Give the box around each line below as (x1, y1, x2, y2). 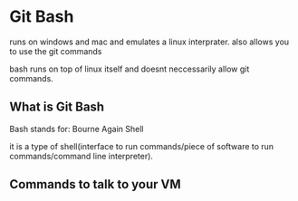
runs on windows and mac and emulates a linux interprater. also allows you (9, 36, 290, 47)
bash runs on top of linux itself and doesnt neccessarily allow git (9, 63, 250, 74)
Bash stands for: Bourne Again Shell (9, 123, 144, 134)
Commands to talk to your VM (9, 177, 181, 192)
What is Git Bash (9, 100, 105, 115)
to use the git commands (9, 45, 102, 56)
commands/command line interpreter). (9, 150, 154, 161)
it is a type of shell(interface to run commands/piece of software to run (9, 140, 274, 151)
